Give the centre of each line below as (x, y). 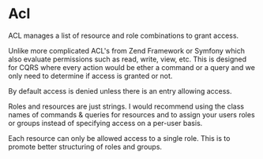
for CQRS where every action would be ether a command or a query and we (131, 67)
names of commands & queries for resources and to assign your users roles (131, 114)
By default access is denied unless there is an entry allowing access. (120, 91)
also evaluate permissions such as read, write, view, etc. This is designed (128, 59)
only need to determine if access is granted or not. (90, 76)
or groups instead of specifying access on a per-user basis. (105, 123)
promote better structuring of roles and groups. (85, 146)
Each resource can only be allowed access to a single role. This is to (119, 138)
